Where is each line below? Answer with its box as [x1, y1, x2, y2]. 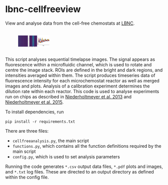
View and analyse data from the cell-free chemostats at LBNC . [5, 20, 135, 26]
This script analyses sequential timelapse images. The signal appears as [5, 56, 155, 62]
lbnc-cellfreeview [5, 4, 81, 15]
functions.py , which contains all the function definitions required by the [12, 143, 162, 149]
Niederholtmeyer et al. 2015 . [5, 99, 64, 105]
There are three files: [5, 128, 49, 134]
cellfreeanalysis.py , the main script [12, 138, 89, 144]
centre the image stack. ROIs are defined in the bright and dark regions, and [5, 67, 163, 73]
